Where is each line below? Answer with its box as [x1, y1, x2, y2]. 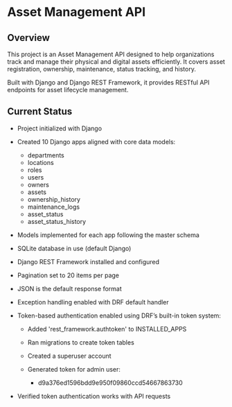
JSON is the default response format [17, 284, 123, 293]
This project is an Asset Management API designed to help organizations [7, 50, 215, 58]
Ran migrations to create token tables [27, 338, 135, 347]
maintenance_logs [27, 202, 80, 211]
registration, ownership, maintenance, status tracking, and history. [7, 65, 196, 73]
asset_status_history [27, 217, 87, 225]
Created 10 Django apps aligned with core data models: [17, 137, 176, 146]
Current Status [7, 105, 73, 118]
